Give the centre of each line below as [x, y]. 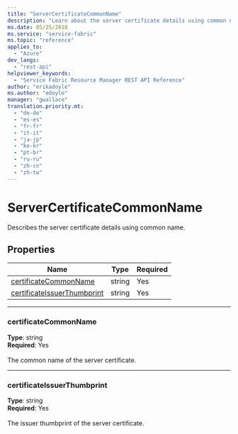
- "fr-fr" [28, 126]
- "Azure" [28, 54]
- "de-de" [28, 113]
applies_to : [25, 47]
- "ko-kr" [28, 146]
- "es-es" [28, 119]
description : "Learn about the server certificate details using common [117, 21]
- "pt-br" [28, 153]
